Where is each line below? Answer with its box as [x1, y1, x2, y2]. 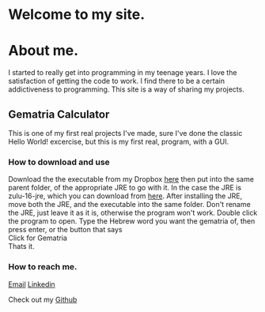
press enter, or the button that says [8, 225, 123, 235]
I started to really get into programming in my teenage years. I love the [8, 68, 237, 77]
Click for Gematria [8, 233, 67, 242]
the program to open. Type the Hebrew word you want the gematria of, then [8, 216, 256, 226]
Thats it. [8, 242, 35, 251]
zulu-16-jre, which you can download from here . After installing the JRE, [8, 191, 243, 201]
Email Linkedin [8, 279, 55, 289]
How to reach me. [8, 261, 78, 273]
